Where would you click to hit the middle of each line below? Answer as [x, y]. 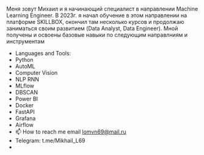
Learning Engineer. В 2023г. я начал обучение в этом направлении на [97, 15]
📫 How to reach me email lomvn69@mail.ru [71, 132]
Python [24, 60]
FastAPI [25, 112]
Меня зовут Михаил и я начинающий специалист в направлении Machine [102, 9]
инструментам [25, 41]
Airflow [24, 125]
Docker [24, 105]
